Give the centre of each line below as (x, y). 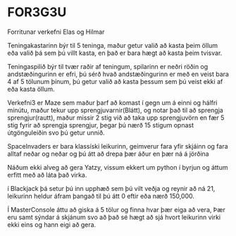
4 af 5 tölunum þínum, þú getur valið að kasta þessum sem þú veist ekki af (115, 81)
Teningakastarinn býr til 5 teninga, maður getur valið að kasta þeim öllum (113, 45)
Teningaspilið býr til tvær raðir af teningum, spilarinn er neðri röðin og (108, 66)
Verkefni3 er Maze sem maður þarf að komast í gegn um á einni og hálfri (112, 102)
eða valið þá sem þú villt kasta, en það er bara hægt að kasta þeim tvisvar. (115, 53)
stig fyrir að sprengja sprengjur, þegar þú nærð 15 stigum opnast (101, 125)
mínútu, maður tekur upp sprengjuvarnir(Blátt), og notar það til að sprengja (115, 110)
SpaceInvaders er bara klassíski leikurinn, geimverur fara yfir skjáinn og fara (118, 146)
